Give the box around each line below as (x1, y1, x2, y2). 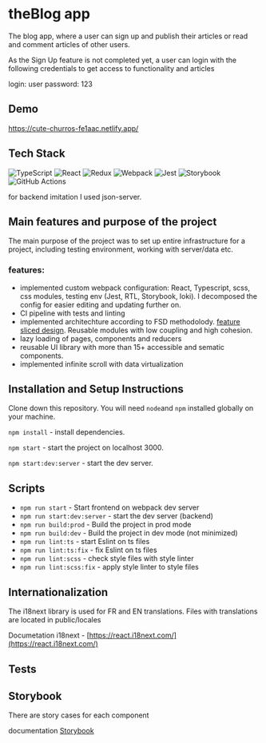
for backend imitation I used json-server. (8, 192, 142, 201)
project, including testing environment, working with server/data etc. (8, 244, 234, 254)
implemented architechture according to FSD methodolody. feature (19, 316, 241, 326)
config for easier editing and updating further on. (19, 300, 181, 309)
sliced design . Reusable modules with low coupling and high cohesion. (19, 325, 253, 335)
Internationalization (8, 585, 109, 599)
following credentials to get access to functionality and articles (8, 63, 215, 73)
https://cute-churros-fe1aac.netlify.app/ (8, 123, 139, 133)
